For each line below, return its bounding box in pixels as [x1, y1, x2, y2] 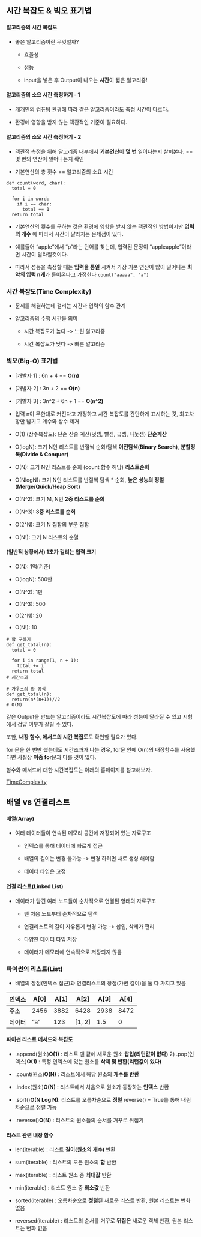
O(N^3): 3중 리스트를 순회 [14, 508, 76, 515]
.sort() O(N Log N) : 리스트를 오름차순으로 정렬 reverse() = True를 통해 [14, 1096, 180, 1104]
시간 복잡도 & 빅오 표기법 [6, 5, 92, 16]
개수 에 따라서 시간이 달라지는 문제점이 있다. [20, 231, 124, 237]
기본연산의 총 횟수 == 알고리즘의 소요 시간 [14, 168, 113, 175]
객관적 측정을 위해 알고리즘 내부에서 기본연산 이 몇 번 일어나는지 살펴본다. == [14, 148, 193, 155]
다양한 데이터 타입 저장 [23, 936, 77, 943]
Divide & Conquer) [22, 450, 69, 458]
